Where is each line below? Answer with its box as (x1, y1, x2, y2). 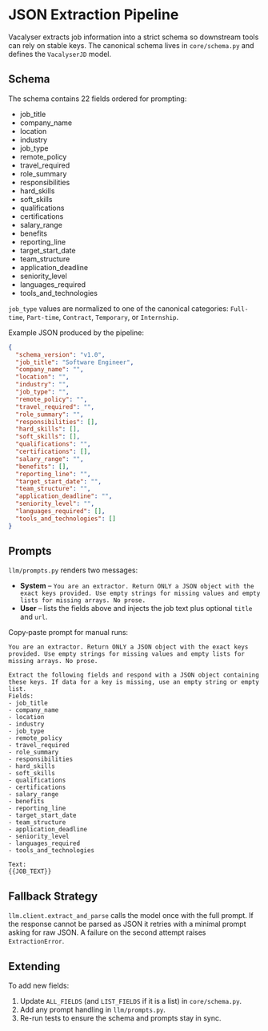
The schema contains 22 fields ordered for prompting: (8, 94, 187, 103)
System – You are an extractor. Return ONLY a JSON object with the (19, 581, 254, 591)
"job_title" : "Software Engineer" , (15, 358, 134, 366)
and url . (19, 612, 48, 622)
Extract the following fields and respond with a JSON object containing (8, 671, 260, 679)
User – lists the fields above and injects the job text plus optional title (19, 604, 253, 613)
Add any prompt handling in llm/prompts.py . (19, 1005, 166, 1015)
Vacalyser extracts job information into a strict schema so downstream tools (8, 32, 259, 42)
